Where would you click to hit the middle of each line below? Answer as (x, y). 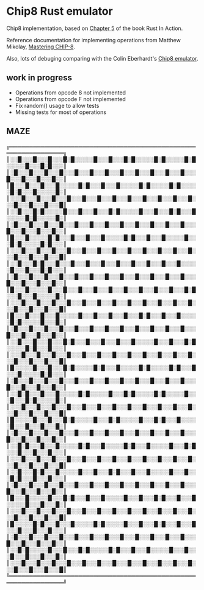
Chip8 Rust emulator (60, 11)
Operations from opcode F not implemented (71, 99)
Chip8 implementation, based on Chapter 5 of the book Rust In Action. (95, 28)
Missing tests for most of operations (61, 112)
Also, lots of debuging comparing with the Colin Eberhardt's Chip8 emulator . (102, 58)
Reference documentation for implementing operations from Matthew (94, 40)
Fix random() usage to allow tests (57, 105)
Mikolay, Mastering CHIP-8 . (41, 47)
